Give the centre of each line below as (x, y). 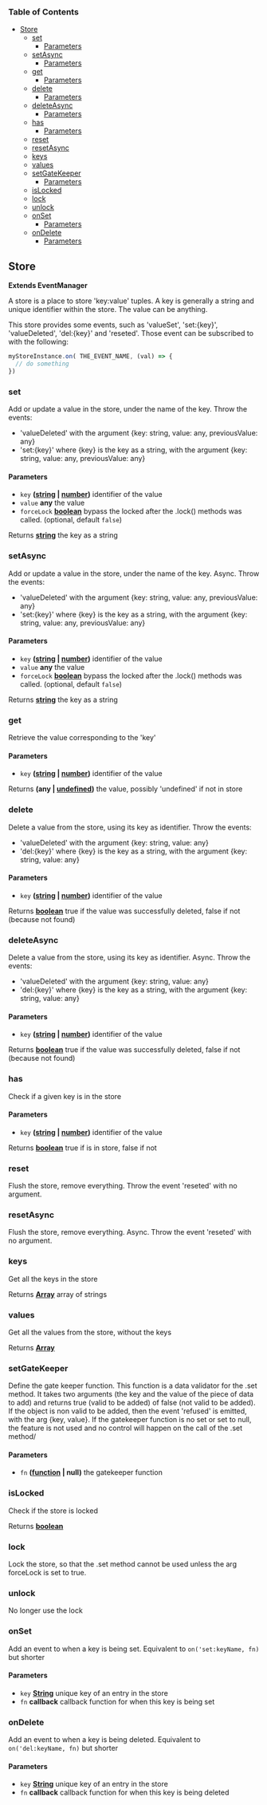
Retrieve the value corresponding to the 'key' (82, 738)
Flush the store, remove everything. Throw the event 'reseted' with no (123, 1186)
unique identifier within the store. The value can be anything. (108, 309)
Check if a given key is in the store (65, 1096)
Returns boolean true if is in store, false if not (82, 1148)
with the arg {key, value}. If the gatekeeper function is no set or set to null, (130, 1420)
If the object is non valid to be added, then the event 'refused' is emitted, (128, 1411)
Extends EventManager (48, 286)
